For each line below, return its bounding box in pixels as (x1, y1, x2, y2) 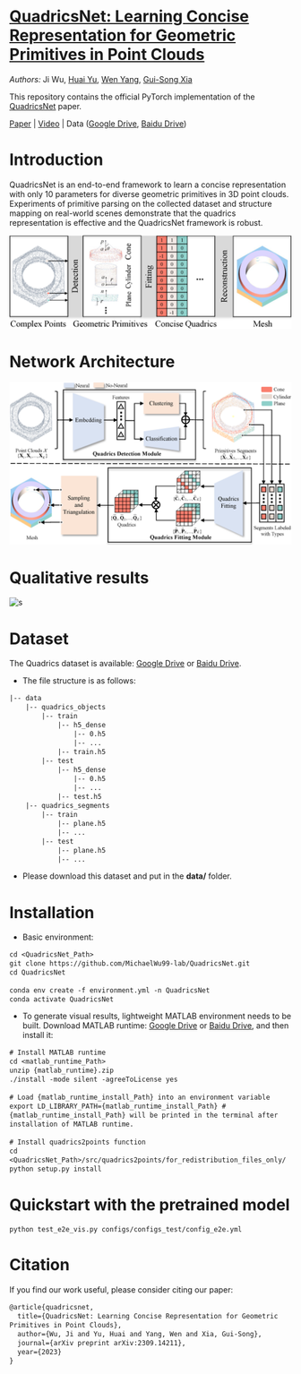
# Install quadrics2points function (9, 1138, 146, 1147)
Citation (9, 1255, 70, 1275)
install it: (21, 1030, 54, 1041)
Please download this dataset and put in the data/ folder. (21, 871, 233, 881)
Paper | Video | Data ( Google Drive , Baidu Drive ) (9, 118, 187, 129)
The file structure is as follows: (21, 675, 136, 686)
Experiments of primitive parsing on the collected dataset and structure (9, 198, 272, 209)
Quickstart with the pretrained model (9, 1194, 290, 1215)
